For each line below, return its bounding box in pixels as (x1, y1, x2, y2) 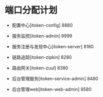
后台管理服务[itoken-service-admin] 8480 (11, 75, 98, 81)
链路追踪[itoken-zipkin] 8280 (11, 54, 72, 60)
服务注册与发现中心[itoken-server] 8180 (11, 43, 94, 49)
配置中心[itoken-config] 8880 (11, 22, 73, 28)
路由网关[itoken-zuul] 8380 (11, 65, 68, 71)
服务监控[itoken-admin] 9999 (11, 33, 72, 39)
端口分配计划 (4, 5, 58, 16)
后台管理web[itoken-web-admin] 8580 (11, 86, 92, 92)
